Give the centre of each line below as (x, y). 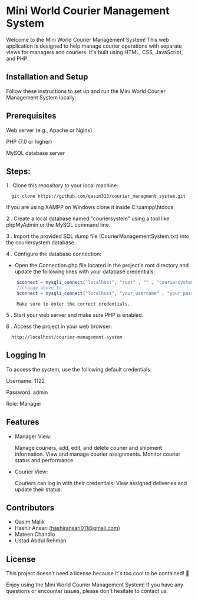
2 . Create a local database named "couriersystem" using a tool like (88, 218)
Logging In (26, 355)
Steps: (18, 171)
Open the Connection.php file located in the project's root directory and (102, 266)
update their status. (38, 489)
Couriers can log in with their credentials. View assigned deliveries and (101, 483)
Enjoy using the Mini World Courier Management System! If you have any (95, 585)
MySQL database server (36, 153)
